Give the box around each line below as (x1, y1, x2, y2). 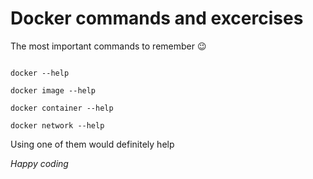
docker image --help (10, 85, 97, 96)
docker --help (10, 68, 70, 78)
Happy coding (10, 157, 69, 169)
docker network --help (10, 120, 105, 131)
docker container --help (10, 103, 114, 113)
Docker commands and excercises (10, 7, 304, 30)
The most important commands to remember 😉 (10, 40, 207, 52)
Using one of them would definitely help (10, 138, 175, 150)
